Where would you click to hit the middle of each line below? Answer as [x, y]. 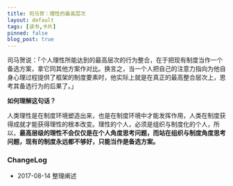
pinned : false [28, 33]
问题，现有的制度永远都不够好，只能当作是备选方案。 [83, 142]
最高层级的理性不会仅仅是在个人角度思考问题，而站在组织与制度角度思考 [123, 133]
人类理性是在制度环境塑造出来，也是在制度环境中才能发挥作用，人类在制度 [113, 116]
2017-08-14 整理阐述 [47, 176]
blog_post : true [31, 40]
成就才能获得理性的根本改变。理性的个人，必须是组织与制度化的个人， [113, 124]
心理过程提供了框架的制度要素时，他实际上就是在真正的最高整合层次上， [116, 78]
